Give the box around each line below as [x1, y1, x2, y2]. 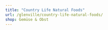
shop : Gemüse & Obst [5, 17, 49, 22]
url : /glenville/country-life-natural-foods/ [5, 12, 103, 17]
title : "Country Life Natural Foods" [5, 7, 85, 13]
